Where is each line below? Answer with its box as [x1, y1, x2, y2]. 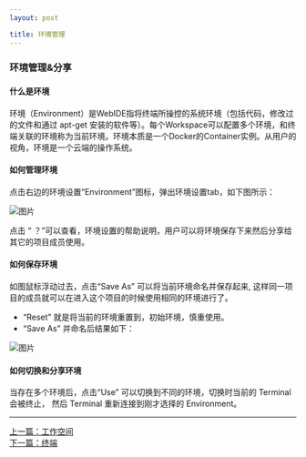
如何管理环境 [9, 165, 57, 176]
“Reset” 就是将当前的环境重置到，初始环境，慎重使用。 [22, 311, 229, 323]
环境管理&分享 [9, 61, 73, 74]
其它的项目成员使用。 [9, 236, 89, 247]
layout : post [9, 13, 59, 23]
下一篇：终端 [9, 438, 57, 449]
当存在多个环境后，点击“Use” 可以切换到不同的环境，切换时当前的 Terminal [9, 387, 291, 398]
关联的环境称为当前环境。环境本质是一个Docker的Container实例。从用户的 [16, 130, 297, 141]
